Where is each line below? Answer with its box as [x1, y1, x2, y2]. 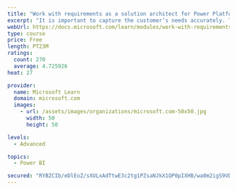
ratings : [7, 50, 33, 57]
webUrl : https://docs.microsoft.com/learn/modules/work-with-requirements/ [7, 23, 235, 30]
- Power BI [13, 160, 46, 167]
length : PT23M [7, 43, 49, 50]
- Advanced [13, 140, 46, 148]
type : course [7, 30, 46, 37]
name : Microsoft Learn [13, 89, 80, 96]
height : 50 [25, 121, 59, 128]
